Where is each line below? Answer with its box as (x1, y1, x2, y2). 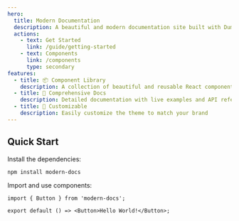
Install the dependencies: (7, 154, 82, 163)
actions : (14, 30, 40, 38)
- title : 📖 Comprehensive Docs (14, 90, 107, 97)
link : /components (26, 57, 81, 64)
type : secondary (26, 63, 75, 70)
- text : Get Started (20, 37, 81, 44)
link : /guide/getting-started (26, 43, 116, 50)
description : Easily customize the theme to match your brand (20, 109, 208, 117)
